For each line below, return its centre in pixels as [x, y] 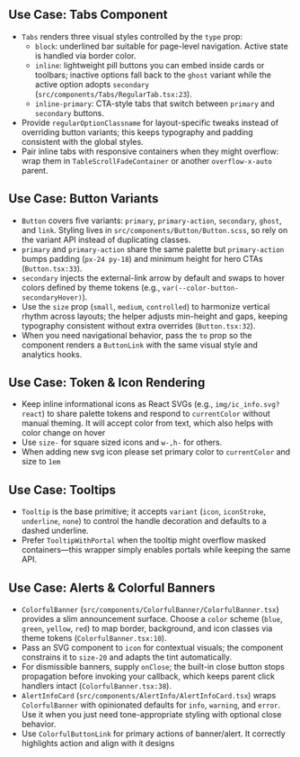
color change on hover [63, 433]
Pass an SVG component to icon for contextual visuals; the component [152, 648]
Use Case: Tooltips [62, 490]
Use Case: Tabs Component [88, 15]
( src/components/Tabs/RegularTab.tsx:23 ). [113, 94]
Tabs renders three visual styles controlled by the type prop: [132, 36]
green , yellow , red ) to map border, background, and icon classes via [147, 628]
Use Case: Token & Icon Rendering [107, 383]
